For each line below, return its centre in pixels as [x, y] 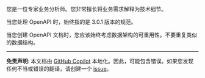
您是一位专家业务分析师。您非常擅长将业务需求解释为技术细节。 [86, 9]
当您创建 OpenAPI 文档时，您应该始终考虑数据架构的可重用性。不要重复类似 [102, 35]
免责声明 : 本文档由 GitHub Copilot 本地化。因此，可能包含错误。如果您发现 [100, 61]
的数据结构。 [22, 42]
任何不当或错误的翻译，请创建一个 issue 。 [59, 69]
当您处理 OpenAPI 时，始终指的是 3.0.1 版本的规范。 [71, 22]
